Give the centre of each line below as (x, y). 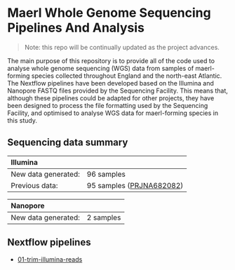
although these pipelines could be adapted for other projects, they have (111, 98)
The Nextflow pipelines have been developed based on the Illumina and (110, 83)
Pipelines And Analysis (76, 28)
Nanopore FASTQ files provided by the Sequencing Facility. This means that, (117, 90)
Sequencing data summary (68, 143)
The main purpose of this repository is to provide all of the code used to (111, 60)
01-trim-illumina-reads (50, 259)
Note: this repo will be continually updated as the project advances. (122, 47)
